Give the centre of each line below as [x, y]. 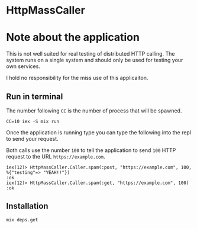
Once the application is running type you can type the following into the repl [98, 132]
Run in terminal [35, 96]
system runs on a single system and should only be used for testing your [95, 60]
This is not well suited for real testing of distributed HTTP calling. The [91, 54]
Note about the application [73, 38]
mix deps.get [22, 220]
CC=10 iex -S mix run [33, 121]
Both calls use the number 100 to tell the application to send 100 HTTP [91, 150]
